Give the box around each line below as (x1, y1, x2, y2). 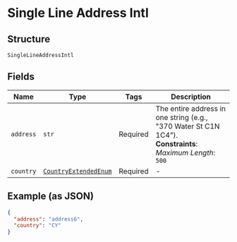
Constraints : (155, 139, 198, 149)
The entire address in (155, 104, 226, 114)
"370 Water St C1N (155, 121, 220, 131)
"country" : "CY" (13, 222, 61, 229)
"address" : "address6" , (13, 215, 83, 223)
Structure (7, 33, 51, 45)
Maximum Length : (155, 147, 216, 157)
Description (170, 92, 212, 102)
